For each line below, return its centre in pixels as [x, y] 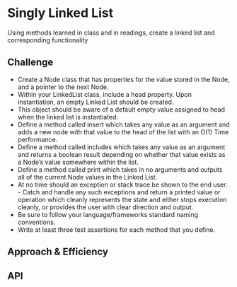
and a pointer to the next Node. [63, 87]
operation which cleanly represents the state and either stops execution [122, 199]
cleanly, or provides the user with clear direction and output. [105, 207]
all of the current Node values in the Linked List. [87, 177]
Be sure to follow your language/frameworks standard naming [108, 214]
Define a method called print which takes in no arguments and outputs [120, 169]
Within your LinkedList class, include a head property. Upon [105, 94]
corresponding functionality [48, 40]
